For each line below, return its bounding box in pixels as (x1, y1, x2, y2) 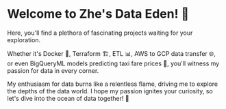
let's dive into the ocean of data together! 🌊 (7, 94, 129, 102)
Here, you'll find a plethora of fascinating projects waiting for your (7, 29, 193, 37)
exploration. (7, 35, 41, 44)
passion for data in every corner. (7, 66, 99, 74)
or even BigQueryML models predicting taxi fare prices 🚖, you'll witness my (7, 59, 220, 67)
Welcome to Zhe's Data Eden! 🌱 (7, 6, 190, 22)
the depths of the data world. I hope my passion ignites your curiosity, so (7, 87, 214, 95)
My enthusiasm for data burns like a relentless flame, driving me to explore (7, 80, 218, 88)
